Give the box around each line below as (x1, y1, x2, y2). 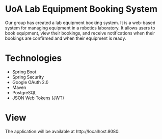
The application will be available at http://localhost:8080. (5, 128, 120, 134)
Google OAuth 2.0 (12, 79, 49, 85)
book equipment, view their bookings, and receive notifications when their (5, 30, 156, 36)
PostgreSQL (12, 89, 37, 95)
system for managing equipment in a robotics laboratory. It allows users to (5, 25, 156, 30)
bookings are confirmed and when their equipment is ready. (5, 35, 126, 41)
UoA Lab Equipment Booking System (5, 3, 158, 15)
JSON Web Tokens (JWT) (12, 95, 65, 101)
